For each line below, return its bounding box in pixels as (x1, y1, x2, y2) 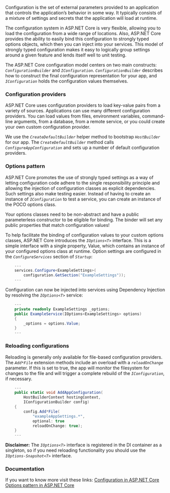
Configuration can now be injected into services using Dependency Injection (5, 287, 165, 293)
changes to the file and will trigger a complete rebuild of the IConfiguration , (5, 370, 165, 376)
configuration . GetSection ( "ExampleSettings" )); (23, 273, 126, 278)
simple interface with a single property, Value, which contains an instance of (5, 243, 165, 249)
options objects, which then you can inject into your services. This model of (5, 41, 164, 47)
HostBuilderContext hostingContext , (23, 395, 101, 400)
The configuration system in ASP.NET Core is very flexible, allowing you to (5, 25, 161, 31)
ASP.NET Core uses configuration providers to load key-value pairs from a (5, 102, 161, 108)
